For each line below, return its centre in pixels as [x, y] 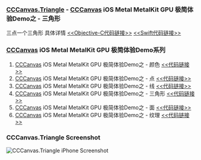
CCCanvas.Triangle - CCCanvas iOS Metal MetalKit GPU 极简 [97, 9]
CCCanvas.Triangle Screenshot [53, 137]
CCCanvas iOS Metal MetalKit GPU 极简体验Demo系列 [86, 50]
